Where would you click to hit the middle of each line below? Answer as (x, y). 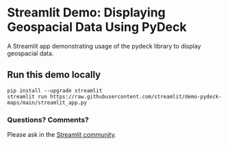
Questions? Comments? (48, 120)
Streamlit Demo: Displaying (86, 13)
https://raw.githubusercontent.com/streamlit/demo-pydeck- (136, 96)
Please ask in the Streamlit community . (62, 135)
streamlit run (27, 96)
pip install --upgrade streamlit (55, 90)
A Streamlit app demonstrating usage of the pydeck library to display (104, 46)
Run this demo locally (54, 75)
